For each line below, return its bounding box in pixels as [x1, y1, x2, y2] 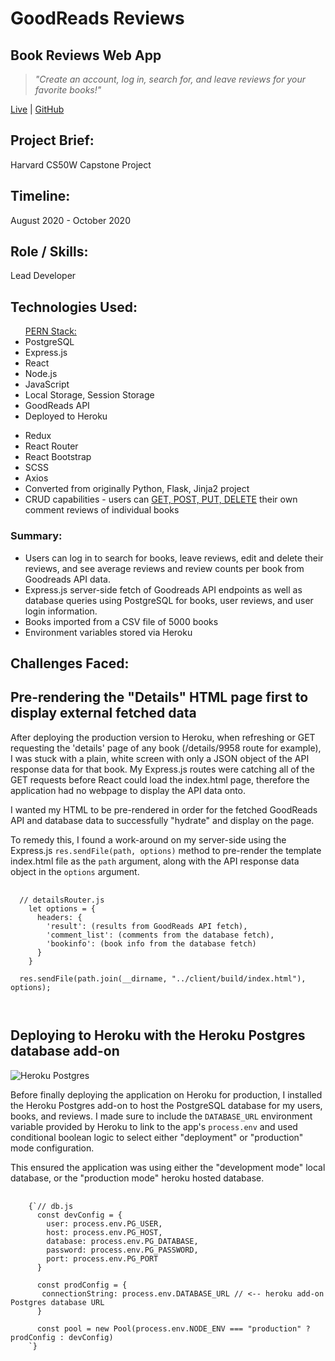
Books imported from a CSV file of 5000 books [24, 615, 219, 627]
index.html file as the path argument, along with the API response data [10, 855, 300, 867]
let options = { [28, 903, 97, 914]
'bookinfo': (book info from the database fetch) [46, 938, 257, 949]
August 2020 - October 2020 [10, 214, 131, 226]
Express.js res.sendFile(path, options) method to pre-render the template [10, 844, 322, 856]
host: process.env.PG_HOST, [46, 1227, 163, 1237]
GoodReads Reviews [10, 7, 185, 30]
